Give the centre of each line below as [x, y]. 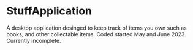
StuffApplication [49, 11]
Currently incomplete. [34, 40]
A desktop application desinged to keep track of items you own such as [96, 28]
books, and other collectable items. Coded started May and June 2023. [96, 34]
